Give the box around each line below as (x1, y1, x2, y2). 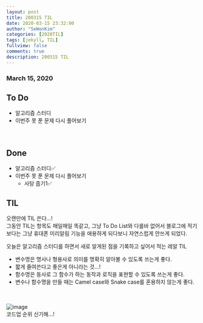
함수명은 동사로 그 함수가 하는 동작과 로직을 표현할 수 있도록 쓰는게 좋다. (15, 270, 185, 278)
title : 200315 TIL (6, 15, 53, 21)
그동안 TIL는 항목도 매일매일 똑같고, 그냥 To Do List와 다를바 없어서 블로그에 (6, 222, 186, 229)
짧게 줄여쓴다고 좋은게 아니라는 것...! (15, 263, 101, 270)
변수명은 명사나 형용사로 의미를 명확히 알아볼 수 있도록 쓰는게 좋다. (15, 255, 172, 262)
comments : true (6, 48, 45, 55)
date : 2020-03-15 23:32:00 (6, 20, 75, 26)
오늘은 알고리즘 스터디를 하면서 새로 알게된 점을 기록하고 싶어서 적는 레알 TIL (6, 242, 187, 250)
